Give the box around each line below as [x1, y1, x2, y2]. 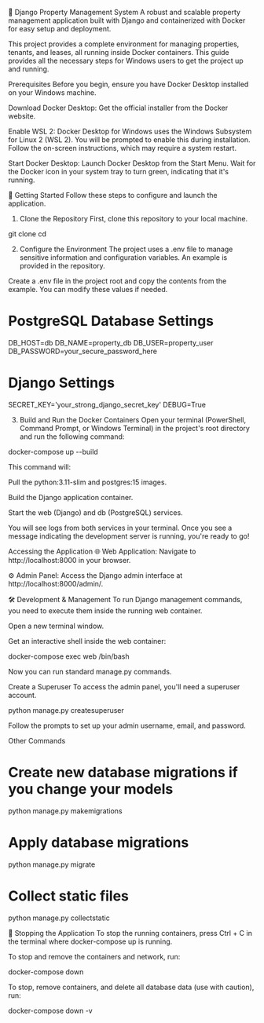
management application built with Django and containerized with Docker [8, 16, 246, 25]
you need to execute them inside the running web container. [8, 605, 203, 616]
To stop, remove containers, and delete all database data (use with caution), [8, 982, 255, 992]
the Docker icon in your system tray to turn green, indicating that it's [8, 167, 229, 176]
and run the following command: [19, 432, 125, 441]
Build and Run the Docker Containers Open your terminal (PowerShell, [19, 415, 247, 424]
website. [8, 111, 36, 121]
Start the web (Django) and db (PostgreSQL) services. [8, 507, 183, 517]
